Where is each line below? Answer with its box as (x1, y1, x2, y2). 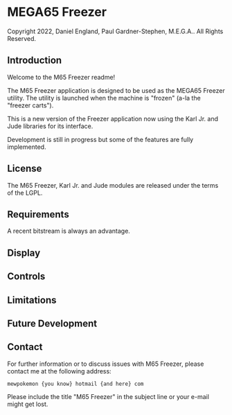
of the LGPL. (7, 188, 43, 197)
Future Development (7, 317, 98, 329)
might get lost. (7, 400, 48, 408)
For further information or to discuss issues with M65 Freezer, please (7, 360, 204, 368)
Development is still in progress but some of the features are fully (7, 135, 194, 143)
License (7, 163, 42, 175)
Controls (7, 271, 46, 283)
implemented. (7, 143, 46, 151)
